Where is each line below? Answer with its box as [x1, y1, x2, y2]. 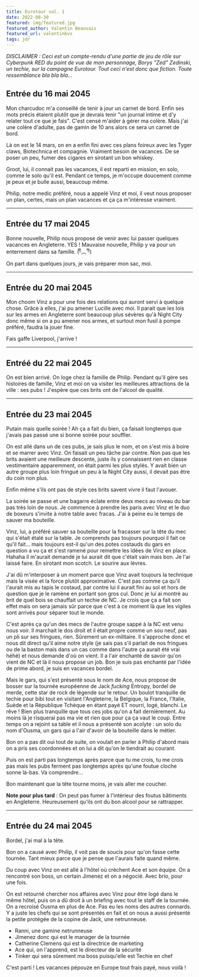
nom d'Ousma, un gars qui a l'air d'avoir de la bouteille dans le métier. [6, 727, 176, 734]
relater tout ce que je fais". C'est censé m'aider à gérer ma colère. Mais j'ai [6, 117, 188, 124]
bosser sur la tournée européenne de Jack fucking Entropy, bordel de [6, 683, 176, 690]
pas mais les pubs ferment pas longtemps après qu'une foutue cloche [6, 762, 177, 770]
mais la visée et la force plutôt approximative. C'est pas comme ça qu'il [6, 577, 180, 585]
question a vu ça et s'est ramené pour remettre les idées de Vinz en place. [6, 547, 188, 554]
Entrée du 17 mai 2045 [6, 219, 90, 229]
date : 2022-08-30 [6, 14, 49, 20]
